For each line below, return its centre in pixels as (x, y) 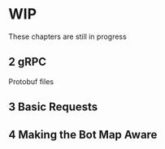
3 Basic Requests (53, 107)
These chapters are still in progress (68, 36)
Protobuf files (31, 81)
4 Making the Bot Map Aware (83, 134)
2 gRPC (28, 62)
